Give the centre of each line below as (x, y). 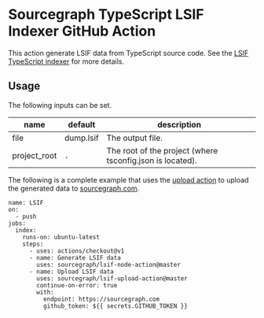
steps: (33, 244)
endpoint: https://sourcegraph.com (101, 299)
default (82, 124)
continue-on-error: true (77, 285)
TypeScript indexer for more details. (66, 61)
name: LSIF (26, 202)
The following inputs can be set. (60, 105)
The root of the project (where (162, 150)
